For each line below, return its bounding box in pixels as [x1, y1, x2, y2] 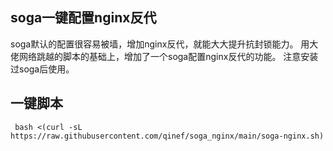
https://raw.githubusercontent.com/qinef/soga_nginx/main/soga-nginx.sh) [10, 131, 325, 141]
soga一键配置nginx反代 [10, 9, 157, 27]
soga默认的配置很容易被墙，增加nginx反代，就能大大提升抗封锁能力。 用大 [10, 38, 319, 50]
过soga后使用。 [10, 63, 75, 75]
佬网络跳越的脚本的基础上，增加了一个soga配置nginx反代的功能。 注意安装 [10, 50, 319, 62]
